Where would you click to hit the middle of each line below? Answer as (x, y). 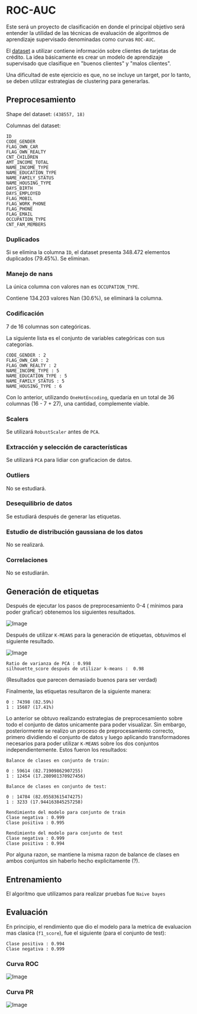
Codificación (25, 313)
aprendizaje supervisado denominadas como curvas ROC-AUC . (81, 39)
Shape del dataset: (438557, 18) (46, 114)
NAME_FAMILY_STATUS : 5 (35, 381)
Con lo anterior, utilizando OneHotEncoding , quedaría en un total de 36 (90, 397)
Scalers (17, 419)
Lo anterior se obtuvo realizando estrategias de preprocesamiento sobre (94, 718)
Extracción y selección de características (67, 447)
